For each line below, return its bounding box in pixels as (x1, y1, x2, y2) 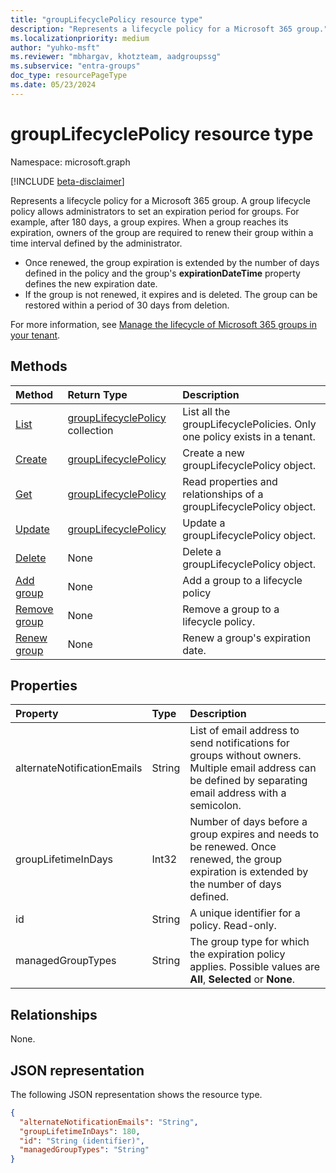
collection (67, 423, 114, 437)
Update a (182, 516, 226, 530)
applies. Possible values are (189, 960, 321, 974)
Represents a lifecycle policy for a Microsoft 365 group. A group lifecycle (10, 194, 311, 206)
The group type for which (189, 935, 310, 949)
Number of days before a (189, 815, 308, 829)
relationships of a (182, 487, 264, 501)
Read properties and (182, 474, 278, 488)
